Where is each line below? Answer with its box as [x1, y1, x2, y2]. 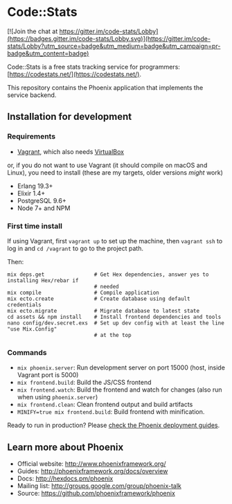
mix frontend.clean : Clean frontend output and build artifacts [17, 400, 193, 409]
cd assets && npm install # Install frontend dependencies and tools [7, 313, 222, 320]
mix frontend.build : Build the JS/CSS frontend [17, 379, 152, 387]
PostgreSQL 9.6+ [17, 196, 67, 205]
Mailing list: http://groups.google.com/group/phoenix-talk [17, 482, 182, 490]
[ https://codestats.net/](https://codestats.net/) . [7, 70, 142, 78]
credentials [7, 301, 42, 309]
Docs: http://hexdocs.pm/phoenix [17, 474, 114, 483]
